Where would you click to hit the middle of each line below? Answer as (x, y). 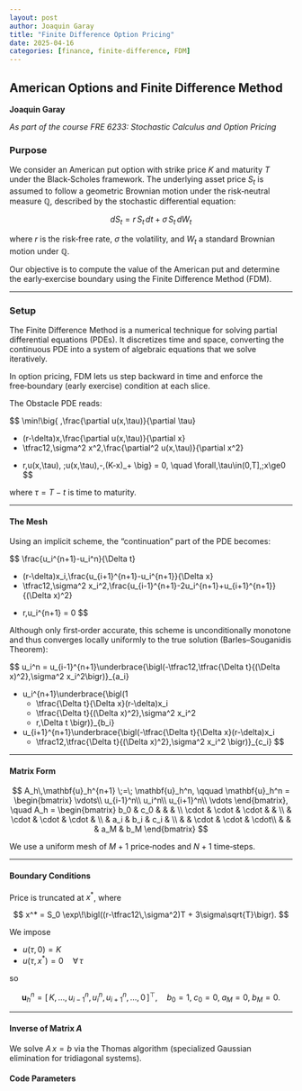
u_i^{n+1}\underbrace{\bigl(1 (75, 694)
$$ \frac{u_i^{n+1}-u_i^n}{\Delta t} (73, 559)
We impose (30, 932)
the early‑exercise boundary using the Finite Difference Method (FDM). (141, 278)
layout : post (34, 18)
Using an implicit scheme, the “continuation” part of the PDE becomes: (140, 541)
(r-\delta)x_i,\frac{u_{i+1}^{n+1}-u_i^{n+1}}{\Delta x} (118, 577)
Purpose (28, 150)
